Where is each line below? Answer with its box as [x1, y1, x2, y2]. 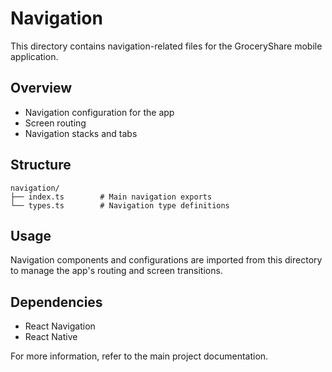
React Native [24, 331, 78, 343]
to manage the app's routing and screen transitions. [10, 265, 223, 277]
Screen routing [24, 117, 87, 129]
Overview [10, 80, 73, 97]
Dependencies [10, 293, 103, 311]
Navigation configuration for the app [24, 106, 175, 118]
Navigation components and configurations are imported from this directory [10, 254, 323, 266]
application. [10, 50, 59, 62]
